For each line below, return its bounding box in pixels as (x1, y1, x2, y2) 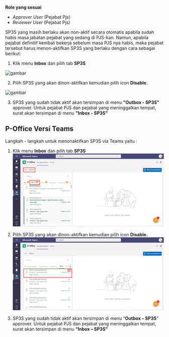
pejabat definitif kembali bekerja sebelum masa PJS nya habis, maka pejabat (5, 40, 164, 46)
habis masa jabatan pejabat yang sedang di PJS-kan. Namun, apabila (5, 35, 149, 40)
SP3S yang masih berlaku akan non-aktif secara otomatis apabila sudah (5, 29, 154, 35)
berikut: (5, 50, 22, 56)
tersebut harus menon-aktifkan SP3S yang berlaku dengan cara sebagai (5, 45, 155, 51)
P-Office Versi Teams (5, 124, 74, 133)
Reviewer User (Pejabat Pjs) (12, 20, 70, 25)
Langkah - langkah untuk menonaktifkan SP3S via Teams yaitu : (5, 138, 137, 144)
